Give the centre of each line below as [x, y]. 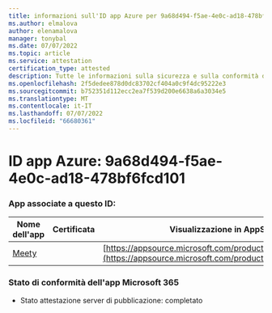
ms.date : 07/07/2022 [43, 46]
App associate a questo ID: [62, 203]
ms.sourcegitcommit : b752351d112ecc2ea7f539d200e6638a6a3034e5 [117, 91]
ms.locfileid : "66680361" [52, 121]
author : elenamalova [43, 31]
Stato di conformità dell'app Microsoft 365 [94, 282]
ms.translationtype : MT [49, 99]
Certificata [74, 230]
